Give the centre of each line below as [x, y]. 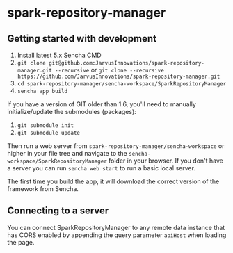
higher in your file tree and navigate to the [67, 153]
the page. [21, 242]
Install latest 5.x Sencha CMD [59, 55]
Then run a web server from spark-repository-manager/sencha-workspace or [116, 146]
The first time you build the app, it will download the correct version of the [113, 181]
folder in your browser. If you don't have [166, 161]
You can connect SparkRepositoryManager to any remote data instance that [116, 227]
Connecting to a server [58, 211]
